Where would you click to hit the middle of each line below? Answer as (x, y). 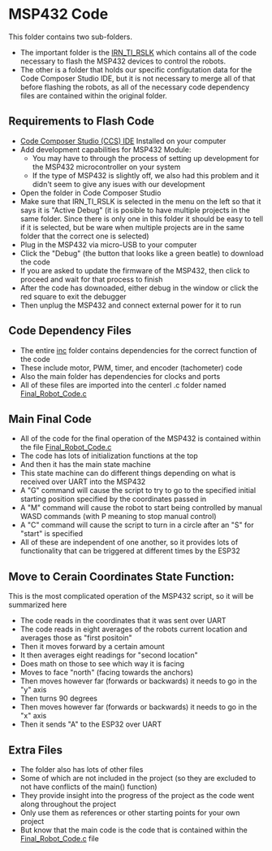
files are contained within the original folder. (94, 95)
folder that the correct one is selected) (84, 236)
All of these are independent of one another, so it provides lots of (129, 543)
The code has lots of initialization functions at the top (109, 456)
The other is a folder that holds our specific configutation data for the (136, 69)
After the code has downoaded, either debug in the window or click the (139, 288)
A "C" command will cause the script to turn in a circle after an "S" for (137, 525)
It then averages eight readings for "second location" (109, 655)
